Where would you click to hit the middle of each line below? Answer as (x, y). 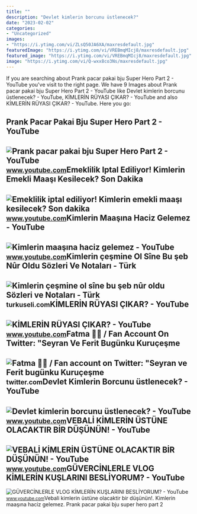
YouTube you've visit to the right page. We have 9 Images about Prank (92, 84)
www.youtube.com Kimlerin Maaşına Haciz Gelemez (98, 218)
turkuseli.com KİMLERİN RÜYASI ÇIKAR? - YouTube (98, 304)
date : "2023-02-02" (30, 23)
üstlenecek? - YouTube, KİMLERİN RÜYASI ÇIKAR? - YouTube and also (92, 97)
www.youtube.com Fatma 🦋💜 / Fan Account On (88, 333)
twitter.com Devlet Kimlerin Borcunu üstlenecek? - (97, 382)
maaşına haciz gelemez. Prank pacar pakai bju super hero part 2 (85, 505)
